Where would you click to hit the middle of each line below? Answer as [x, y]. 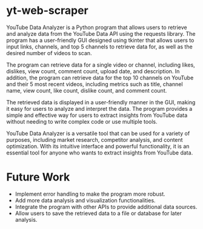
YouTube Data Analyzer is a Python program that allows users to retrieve [97, 27]
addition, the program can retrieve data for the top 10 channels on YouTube [100, 78]
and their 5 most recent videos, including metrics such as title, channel [95, 84]
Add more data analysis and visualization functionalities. [85, 200]
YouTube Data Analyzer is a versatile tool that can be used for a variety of [98, 133]
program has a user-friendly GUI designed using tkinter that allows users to [100, 40]
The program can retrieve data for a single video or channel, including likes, [101, 65]
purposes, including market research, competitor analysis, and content [95, 139]
